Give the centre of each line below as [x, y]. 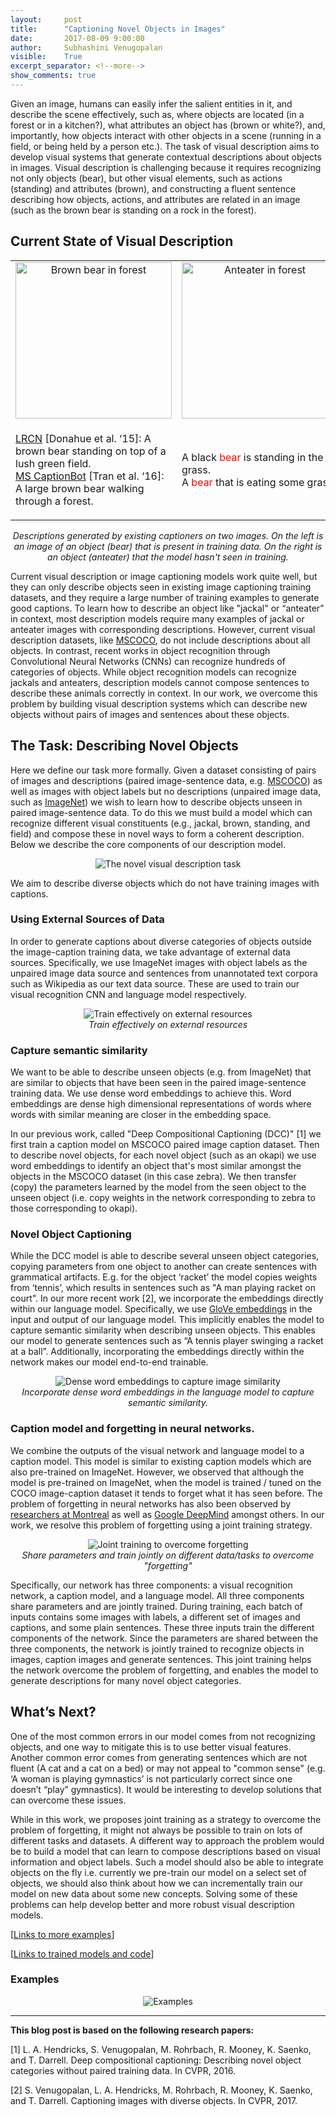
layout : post [46, 19]
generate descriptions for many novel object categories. [126, 1680]
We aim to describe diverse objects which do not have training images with [165, 883]
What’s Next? [53, 1712]
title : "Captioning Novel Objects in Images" [118, 29]
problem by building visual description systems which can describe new [159, 703]
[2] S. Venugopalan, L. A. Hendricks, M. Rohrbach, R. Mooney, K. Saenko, [161, 2090]
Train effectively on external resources [168, 1024]
